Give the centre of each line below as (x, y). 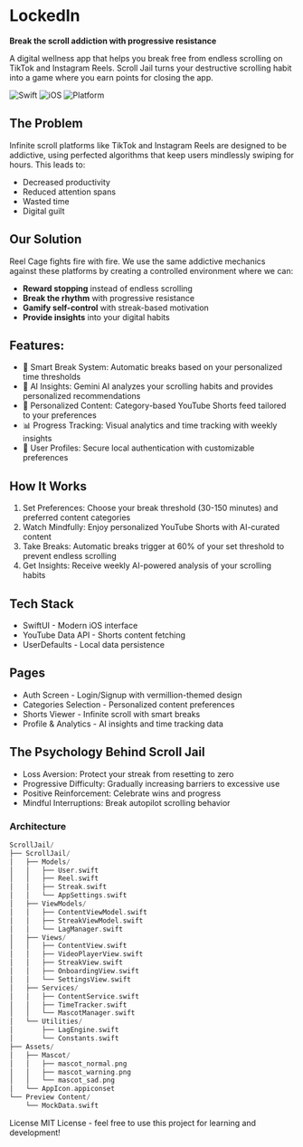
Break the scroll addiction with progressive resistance (113, 41)
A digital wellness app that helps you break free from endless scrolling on (146, 58)
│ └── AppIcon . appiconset (62, 1089)
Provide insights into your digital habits (96, 317)
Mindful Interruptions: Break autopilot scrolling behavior (126, 802)
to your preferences (59, 415)
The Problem (46, 123)
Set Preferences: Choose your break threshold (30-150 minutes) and (150, 508)
